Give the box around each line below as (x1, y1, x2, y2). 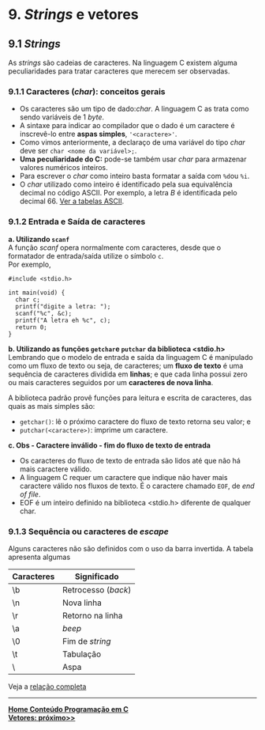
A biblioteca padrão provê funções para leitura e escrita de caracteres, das (8, 393, 252, 403)
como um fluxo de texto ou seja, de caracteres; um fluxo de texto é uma (8, 361, 244, 370)
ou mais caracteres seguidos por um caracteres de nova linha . (8, 377, 214, 387)
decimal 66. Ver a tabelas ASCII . (19, 196, 125, 206)
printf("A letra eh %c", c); (15, 316, 111, 324)
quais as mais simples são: (8, 401, 95, 410)
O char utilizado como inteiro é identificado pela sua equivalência (19, 180, 233, 189)
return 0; (15, 323, 47, 331)
